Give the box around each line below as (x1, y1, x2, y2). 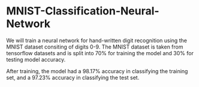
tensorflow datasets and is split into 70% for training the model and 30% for (6, 49, 194, 56)
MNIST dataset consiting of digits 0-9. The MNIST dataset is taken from (6, 43, 183, 50)
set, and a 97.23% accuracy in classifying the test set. (6, 74, 140, 81)
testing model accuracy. (6, 56, 66, 63)
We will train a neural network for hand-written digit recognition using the (6, 37, 188, 44)
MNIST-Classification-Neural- (6, 4, 160, 18)
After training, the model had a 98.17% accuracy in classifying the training (6, 67, 188, 74)
